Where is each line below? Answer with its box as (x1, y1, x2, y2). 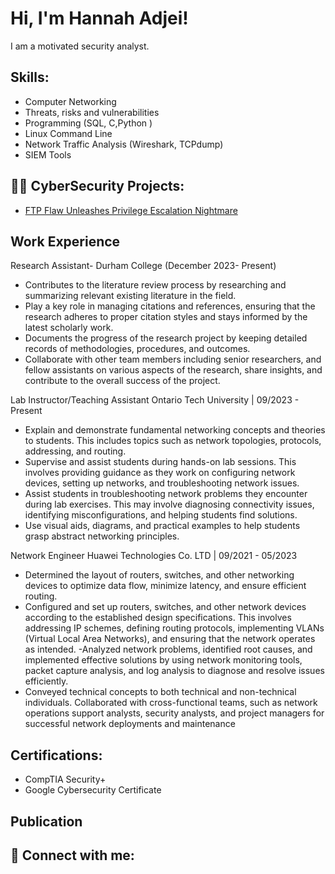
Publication (10, 813, 83, 830)
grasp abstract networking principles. (24, 530, 180, 542)
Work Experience (10, 233, 121, 250)
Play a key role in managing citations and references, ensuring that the (24, 300, 316, 312)
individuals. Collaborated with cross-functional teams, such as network (24, 697, 318, 709)
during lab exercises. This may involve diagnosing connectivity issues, (24, 498, 315, 511)
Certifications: (10, 747, 103, 764)
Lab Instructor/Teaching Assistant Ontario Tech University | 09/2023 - (10, 394, 300, 406)
